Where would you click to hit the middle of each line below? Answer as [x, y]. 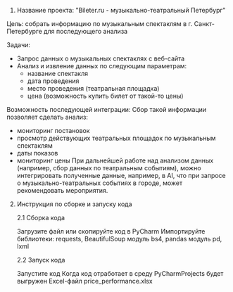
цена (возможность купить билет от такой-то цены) [105, 96]
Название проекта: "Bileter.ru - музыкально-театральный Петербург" [121, 10]
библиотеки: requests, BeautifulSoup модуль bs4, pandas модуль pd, [119, 239]
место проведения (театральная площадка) [93, 88]
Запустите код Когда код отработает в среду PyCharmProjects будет [120, 273]
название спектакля [58, 74]
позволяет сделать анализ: [48, 117]
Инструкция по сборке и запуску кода [74, 204]
